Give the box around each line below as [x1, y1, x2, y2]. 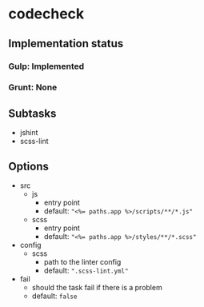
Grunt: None [8, 82, 58, 93]
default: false [31, 291, 78, 301]
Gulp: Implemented [8, 61, 85, 72]
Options [8, 159, 50, 173]
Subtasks [8, 106, 57, 120]
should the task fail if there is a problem [31, 283, 162, 293]
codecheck [8, 5, 85, 23]
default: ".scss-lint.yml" [43, 265, 129, 276]
